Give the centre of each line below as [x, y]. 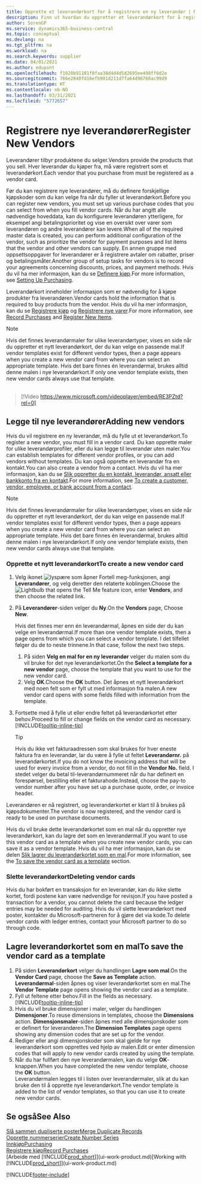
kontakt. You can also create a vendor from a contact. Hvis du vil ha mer [94, 468]
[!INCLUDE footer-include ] [38, 1174]
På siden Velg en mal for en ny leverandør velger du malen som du [107, 656]
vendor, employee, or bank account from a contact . [69, 487]
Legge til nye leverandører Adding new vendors [95, 421]
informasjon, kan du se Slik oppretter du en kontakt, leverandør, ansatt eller [99, 474]
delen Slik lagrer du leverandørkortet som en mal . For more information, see [99, 854]
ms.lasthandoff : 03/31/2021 [41, 95]
